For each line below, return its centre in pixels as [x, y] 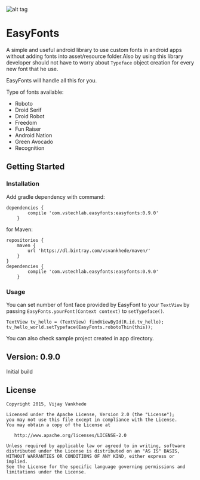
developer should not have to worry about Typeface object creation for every [100, 62]
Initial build [19, 371]
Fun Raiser [28, 129]
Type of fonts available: [35, 92]
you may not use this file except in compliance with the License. [92, 420]
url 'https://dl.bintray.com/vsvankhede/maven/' [89, 251]
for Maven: [19, 229]
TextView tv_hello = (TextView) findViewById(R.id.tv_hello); [85, 322]
